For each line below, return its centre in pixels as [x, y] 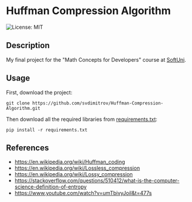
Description [28, 46]
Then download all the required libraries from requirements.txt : [82, 119]
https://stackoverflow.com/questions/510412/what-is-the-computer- [97, 181]
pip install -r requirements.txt [47, 130]
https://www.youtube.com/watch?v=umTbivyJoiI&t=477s [83, 193]
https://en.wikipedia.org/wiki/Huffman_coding [70, 162]
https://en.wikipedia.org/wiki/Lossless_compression [77, 168]
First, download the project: [39, 92]
